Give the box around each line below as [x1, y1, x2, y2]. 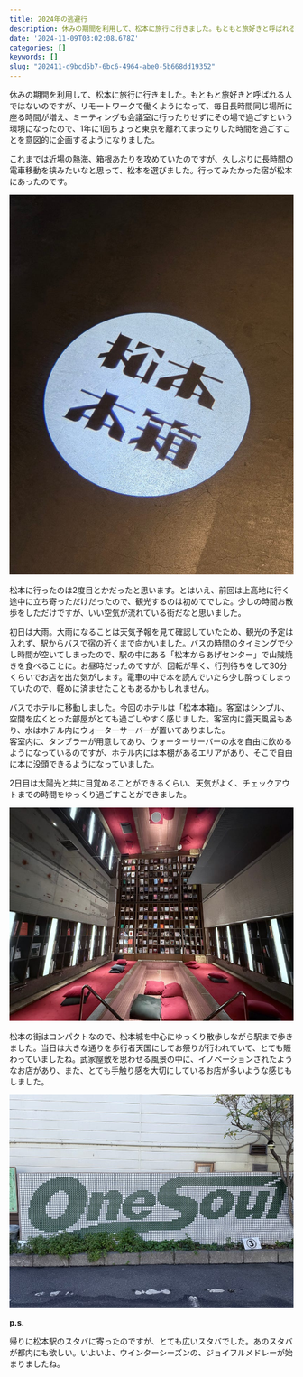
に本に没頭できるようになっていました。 [9, 758, 160, 769]
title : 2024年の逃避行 [9, 14, 88, 23]
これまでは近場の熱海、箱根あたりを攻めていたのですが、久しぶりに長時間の [9, 154, 294, 164]
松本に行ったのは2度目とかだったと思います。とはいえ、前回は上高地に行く [9, 584, 290, 595]
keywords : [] [9, 52, 59, 62]
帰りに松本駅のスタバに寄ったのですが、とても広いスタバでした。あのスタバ [9, 1335, 293, 1346]
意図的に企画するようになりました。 [24, 135, 160, 144]
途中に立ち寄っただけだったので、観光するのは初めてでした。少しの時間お [9, 596, 286, 607]
